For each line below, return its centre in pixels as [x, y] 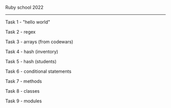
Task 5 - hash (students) [31, 61]
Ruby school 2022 [24, 7]
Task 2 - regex [21, 32]
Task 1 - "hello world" [28, 22]
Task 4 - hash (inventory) [32, 51]
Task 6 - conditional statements [38, 71]
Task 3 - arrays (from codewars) [39, 42]
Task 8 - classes [22, 91]
